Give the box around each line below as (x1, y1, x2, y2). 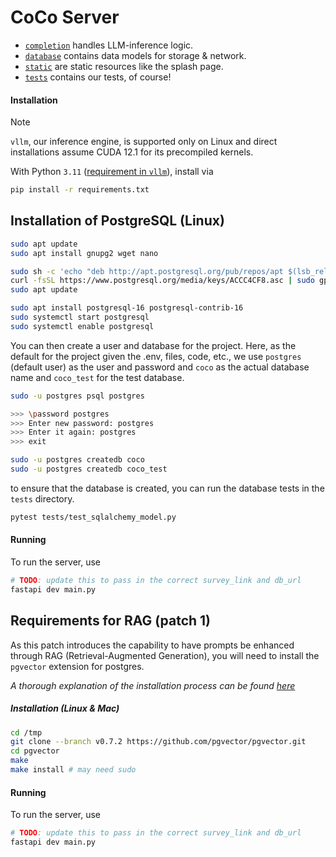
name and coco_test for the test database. (10, 371, 185, 383)
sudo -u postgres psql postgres (10, 391, 145, 401)
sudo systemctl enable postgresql (10, 321, 155, 331)
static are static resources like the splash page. (24, 60, 224, 72)
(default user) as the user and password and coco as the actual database (10, 361, 310, 373)
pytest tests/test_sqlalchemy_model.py (10, 512, 177, 522)
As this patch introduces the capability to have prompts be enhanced (10, 639, 295, 651)
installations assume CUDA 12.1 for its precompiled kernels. (10, 146, 254, 158)
